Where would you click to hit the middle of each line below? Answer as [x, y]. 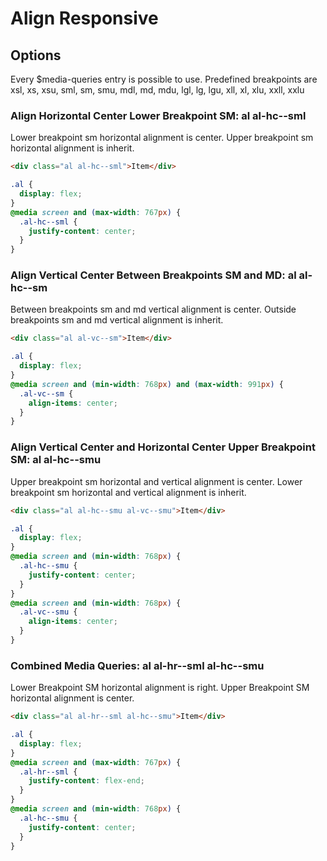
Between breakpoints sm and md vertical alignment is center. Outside [153, 309]
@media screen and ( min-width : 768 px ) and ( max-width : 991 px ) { [147, 384]
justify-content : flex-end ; [86, 781]
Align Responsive [84, 18]
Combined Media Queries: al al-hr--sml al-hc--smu [137, 665]
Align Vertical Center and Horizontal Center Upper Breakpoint [163, 447]
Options [36, 55]
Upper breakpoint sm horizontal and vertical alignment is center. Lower [156, 481]
